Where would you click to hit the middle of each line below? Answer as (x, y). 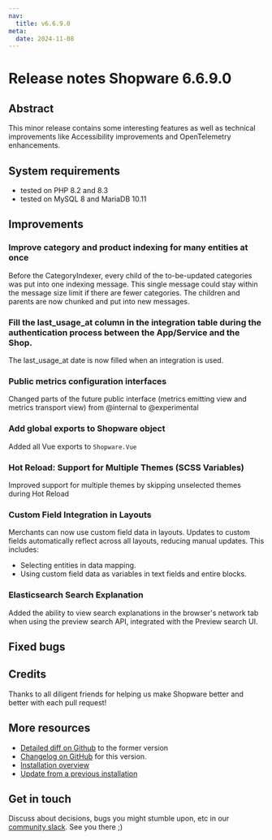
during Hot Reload (39, 493)
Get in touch (40, 799)
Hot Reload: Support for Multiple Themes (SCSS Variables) (127, 467)
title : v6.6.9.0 (43, 24)
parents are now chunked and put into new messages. (99, 301)
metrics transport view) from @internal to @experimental (104, 407)
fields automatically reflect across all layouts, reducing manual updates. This (136, 541)
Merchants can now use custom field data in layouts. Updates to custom (129, 532)
